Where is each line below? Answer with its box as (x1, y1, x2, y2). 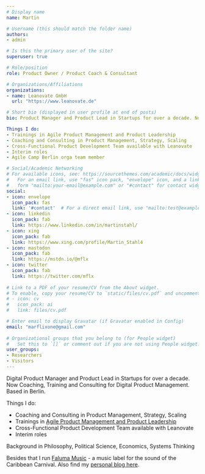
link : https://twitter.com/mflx (12, 273, 95, 279)
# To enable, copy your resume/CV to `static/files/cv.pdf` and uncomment (6, 290, 201, 296)
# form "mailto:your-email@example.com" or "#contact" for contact (6, 182, 187, 189)
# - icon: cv (6, 296, 40, 302)
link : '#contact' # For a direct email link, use (12, 205, 143, 211)
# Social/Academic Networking (6, 165, 84, 171)
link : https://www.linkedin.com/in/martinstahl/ (12, 222, 138, 228)
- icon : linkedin (6, 211, 51, 217)
